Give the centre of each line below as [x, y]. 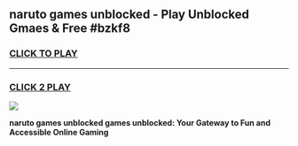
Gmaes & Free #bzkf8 [70, 29]
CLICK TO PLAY [43, 54]
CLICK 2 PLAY [40, 87]
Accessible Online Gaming [59, 132]
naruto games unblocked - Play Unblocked [129, 15]
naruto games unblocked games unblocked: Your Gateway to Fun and [140, 122]
